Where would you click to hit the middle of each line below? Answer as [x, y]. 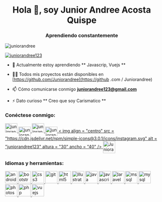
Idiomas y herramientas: [35, 163]
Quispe [82, 20]
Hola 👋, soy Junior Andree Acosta [82, 10]
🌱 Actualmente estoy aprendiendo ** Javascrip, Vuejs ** [69, 65]
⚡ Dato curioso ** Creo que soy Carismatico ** [59, 101]
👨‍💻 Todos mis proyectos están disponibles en [58, 74]
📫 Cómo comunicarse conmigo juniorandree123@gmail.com [74, 89]
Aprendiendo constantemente [82, 36]
